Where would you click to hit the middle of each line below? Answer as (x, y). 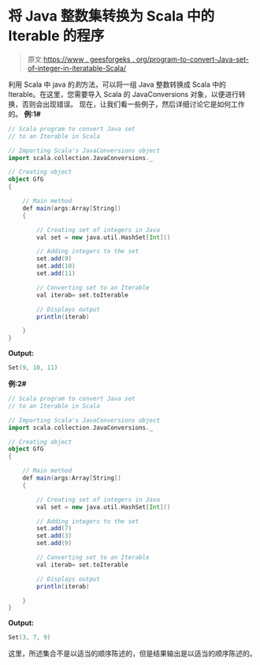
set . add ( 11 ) (56, 274)
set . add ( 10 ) (56, 266)
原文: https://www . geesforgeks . (81, 59)
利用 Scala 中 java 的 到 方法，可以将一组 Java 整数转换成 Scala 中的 (117, 84)
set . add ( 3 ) (54, 536)
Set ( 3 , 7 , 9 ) (30, 637)
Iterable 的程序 (56, 36)
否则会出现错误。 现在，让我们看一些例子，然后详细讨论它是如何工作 (133, 104)
